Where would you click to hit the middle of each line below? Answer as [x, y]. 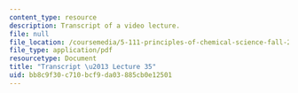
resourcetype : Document [53, 58]
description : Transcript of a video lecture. [94, 26]
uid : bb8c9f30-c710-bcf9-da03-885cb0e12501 [91, 75]
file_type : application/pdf [61, 50]
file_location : [37, 42]
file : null [29, 34]
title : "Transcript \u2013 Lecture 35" [83, 67]
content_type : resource [53, 17]
